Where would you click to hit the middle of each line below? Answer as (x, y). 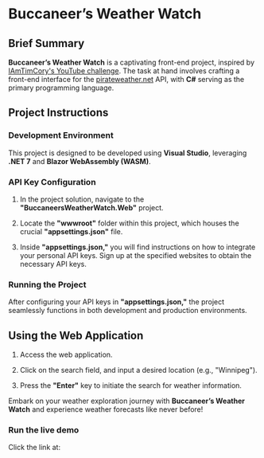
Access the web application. (66, 354)
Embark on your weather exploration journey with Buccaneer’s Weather (126, 401)
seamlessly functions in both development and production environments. (128, 311)
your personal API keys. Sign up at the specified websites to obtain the (136, 255)
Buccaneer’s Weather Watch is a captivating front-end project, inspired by (132, 62)
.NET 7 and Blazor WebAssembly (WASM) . (80, 161)
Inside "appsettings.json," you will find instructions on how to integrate (138, 247)
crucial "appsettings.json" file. (71, 231)
